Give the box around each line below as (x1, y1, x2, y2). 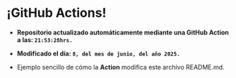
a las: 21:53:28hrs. (16, 35, 73, 44)
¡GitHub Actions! (6, 5, 107, 21)
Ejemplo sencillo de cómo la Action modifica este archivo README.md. (16, 63, 225, 71)
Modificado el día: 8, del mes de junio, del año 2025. (16, 49, 181, 58)
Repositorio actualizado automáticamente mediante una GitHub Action (16, 28, 229, 37)
